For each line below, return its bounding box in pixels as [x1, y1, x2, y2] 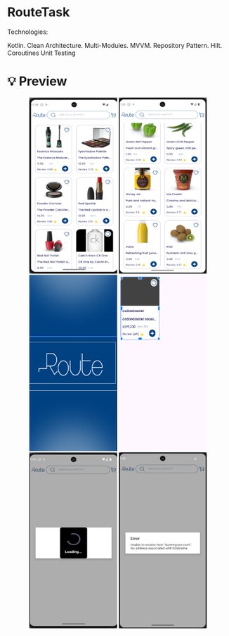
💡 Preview [7, 73, 67, 89]
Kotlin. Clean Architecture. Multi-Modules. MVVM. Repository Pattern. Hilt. [7, 41, 223, 49]
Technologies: [7, 27, 48, 36]
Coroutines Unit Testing [7, 49, 76, 57]
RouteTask [7, 4, 70, 20]
